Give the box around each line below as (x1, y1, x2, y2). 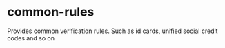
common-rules (7, 4, 95, 20)
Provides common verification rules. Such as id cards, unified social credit (7, 27, 218, 35)
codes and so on (7, 34, 55, 42)
